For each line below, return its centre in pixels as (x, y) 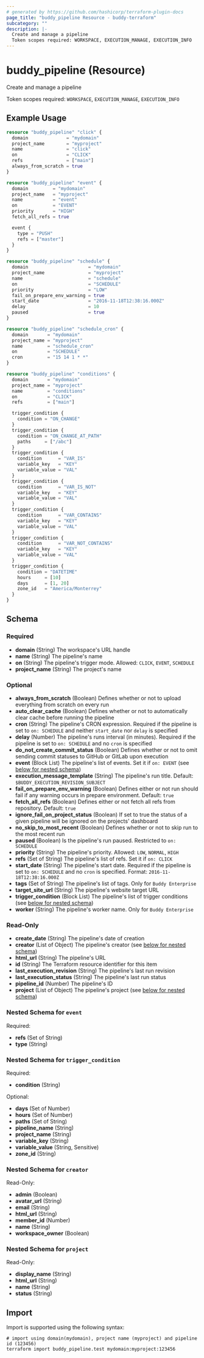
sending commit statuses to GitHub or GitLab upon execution (92, 756)
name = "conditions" (49, 391)
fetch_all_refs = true (40, 217)
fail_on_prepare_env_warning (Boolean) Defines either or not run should (107, 789)
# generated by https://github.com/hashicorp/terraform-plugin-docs (95, 12)
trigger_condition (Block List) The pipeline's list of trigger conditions (101, 896)
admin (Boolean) (36, 1195)
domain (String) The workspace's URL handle (73, 650)
